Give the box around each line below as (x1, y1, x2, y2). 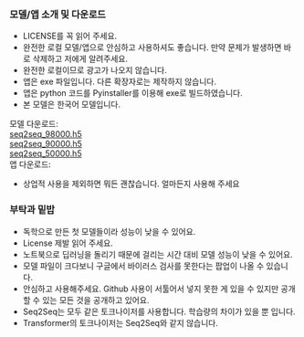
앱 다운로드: (9, 159, 52, 170)
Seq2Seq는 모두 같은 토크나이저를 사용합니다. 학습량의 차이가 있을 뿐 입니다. (22, 306, 296, 317)
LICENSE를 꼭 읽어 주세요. (22, 30, 118, 42)
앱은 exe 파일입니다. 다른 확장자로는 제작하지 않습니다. (22, 76, 217, 88)
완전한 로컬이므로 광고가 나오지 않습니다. (22, 65, 167, 76)
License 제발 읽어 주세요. (22, 237, 114, 248)
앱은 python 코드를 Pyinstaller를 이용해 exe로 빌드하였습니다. (22, 88, 244, 99)
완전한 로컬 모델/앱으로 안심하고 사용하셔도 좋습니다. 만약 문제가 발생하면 (22, 42, 282, 53)
